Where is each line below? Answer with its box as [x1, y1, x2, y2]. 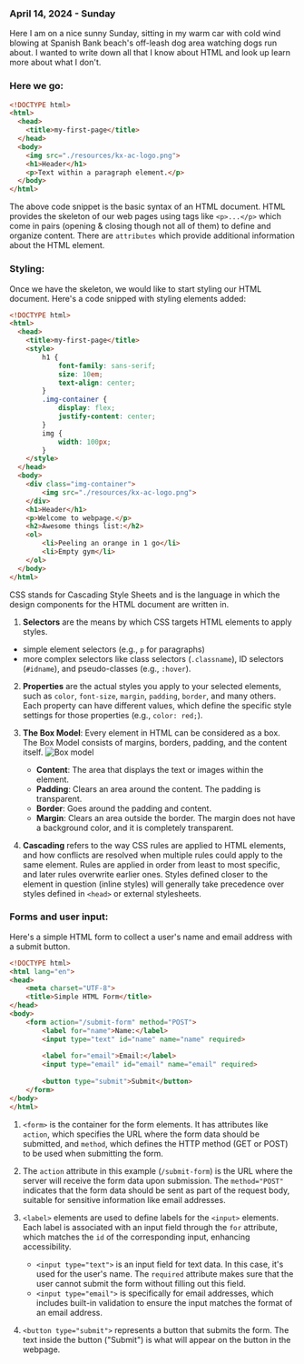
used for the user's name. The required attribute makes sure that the [35, 1268, 294, 1279]
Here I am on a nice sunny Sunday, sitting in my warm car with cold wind [9, 28, 281, 39]
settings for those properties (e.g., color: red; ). [22, 709, 203, 720]
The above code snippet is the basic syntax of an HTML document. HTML [9, 201, 286, 212]
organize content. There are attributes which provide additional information [9, 230, 295, 241]
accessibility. [22, 1240, 72, 1252]
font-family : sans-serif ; [57, 361, 156, 370]
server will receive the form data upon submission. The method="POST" [22, 1175, 284, 1186]
